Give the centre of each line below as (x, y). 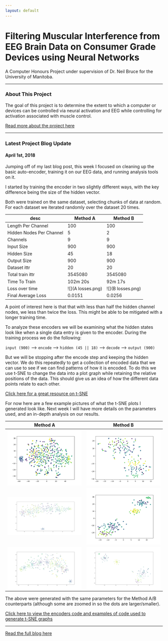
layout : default (22, 11)
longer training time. (26, 317)
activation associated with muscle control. (48, 116)
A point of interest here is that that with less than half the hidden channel (80, 307)
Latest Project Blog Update (38, 143)
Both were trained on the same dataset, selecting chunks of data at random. (83, 202)
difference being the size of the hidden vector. (53, 192)
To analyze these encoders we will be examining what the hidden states (79, 327)
